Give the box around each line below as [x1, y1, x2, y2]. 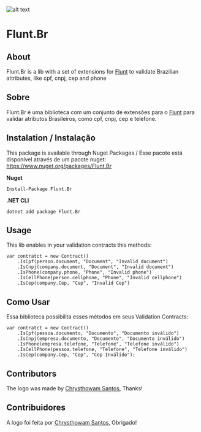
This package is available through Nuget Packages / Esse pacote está [6, 149, 183, 156]
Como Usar [6, 296, 50, 307]
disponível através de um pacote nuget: [6, 155, 107, 163]
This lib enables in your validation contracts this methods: [6, 241, 152, 249]
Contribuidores [6, 403, 66, 413]
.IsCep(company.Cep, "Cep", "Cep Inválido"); [17, 352, 136, 358]
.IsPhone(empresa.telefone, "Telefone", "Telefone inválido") [17, 341, 180, 347]
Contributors [6, 368, 57, 379]
